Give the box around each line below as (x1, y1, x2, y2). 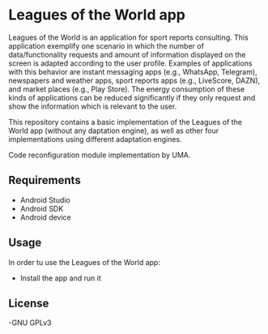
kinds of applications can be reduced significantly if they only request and (8, 92, 256, 102)
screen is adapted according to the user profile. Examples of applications (8, 58, 253, 68)
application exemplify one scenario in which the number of (8, 41, 205, 50)
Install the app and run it (19, 273, 101, 283)
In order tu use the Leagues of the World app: (8, 257, 160, 267)
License (8, 296, 49, 310)
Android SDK (19, 203, 64, 213)
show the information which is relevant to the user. (8, 101, 177, 111)
